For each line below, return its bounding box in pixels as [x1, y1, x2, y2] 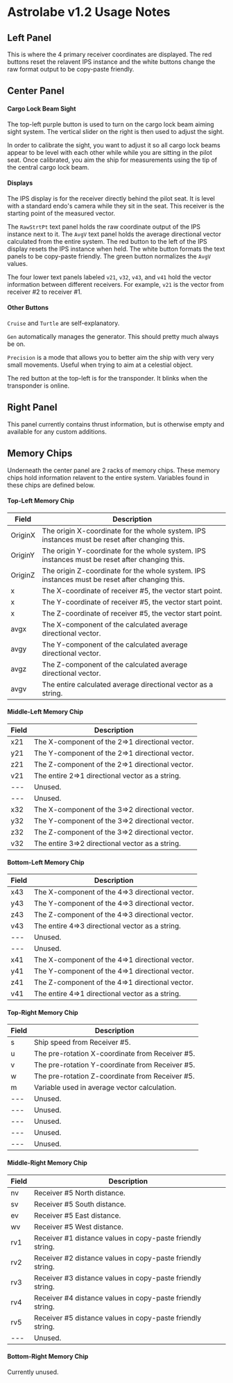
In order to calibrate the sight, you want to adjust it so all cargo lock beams [7, 140, 221, 149]
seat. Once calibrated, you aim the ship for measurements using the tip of [7, 156, 217, 164]
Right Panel [7, 401, 58, 413]
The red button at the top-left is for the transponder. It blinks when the [7, 374, 208, 382]
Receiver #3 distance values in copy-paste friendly [33, 1273, 202, 1282]
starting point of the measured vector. [7, 209, 116, 217]
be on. [7, 340, 26, 348]
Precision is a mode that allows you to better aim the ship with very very [7, 354, 214, 361]
